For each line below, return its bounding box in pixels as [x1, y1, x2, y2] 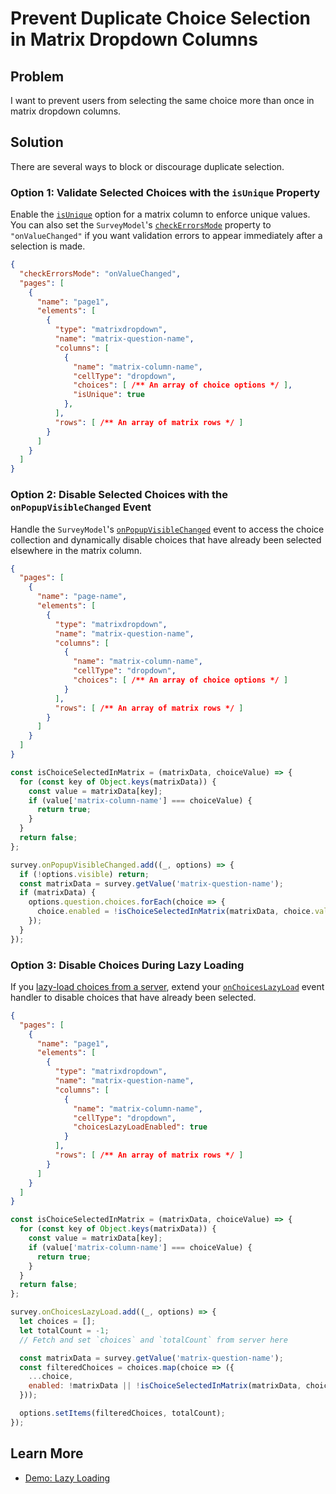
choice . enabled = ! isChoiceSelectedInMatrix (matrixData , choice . [36, 907, 315, 917]
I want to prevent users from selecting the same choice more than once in [10, 95, 315, 106]
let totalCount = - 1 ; [19, 1325, 110, 1336]
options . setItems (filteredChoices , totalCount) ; [19, 1408, 226, 1419]
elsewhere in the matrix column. [10, 544, 143, 556]
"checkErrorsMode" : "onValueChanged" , [19, 268, 182, 279]
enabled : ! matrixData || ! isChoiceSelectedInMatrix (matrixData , [28, 1381, 302, 1391]
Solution [10, 134, 64, 151]
